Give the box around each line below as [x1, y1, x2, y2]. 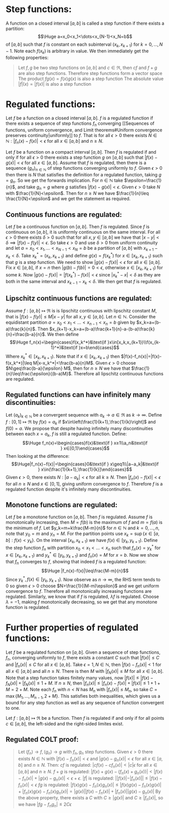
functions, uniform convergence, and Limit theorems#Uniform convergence [6, 127, 162, 133]
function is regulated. [6, 604, 50, 611]
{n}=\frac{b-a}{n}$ [6, 331, 45, 337]
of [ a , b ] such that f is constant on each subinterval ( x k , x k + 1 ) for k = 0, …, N [6, 41, 163, 48]
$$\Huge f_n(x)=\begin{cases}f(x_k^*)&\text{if [10, 339, 107, 346]
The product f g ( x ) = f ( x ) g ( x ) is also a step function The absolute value [18, 76, 164, 82]
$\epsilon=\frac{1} [124, 177, 162, 183]
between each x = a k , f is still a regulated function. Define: [6, 431, 127, 438]
